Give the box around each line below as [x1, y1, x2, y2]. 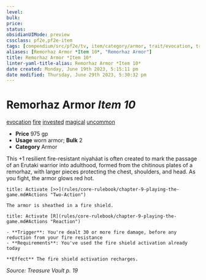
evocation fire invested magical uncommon [6, 118, 115, 126]
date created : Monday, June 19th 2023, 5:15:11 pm [6, 66, 139, 72]
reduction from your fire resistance [6, 235, 103, 241]
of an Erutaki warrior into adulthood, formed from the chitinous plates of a [6, 162, 193, 169]
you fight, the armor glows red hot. [6, 175, 94, 182]
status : [6, 26, 26, 32]
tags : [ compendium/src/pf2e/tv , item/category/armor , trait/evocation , [6, 44, 193, 50]
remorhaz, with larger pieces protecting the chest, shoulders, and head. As [6, 168, 196, 175]
